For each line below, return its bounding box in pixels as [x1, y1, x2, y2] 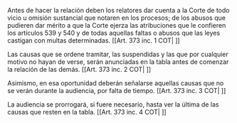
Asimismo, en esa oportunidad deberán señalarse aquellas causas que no [7, 79, 224, 87]
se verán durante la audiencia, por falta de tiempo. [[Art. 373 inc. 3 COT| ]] [7, 87, 226, 95]
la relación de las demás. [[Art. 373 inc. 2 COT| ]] [7, 65, 152, 73]
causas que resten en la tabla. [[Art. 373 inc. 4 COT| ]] [7, 108, 167, 116]
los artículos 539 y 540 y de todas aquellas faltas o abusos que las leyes [7, 28, 221, 37]
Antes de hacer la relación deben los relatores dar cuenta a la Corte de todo [7, 6, 230, 14]
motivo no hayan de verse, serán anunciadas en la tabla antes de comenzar [7, 58, 229, 66]
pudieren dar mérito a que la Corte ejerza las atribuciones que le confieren [7, 21, 226, 29]
